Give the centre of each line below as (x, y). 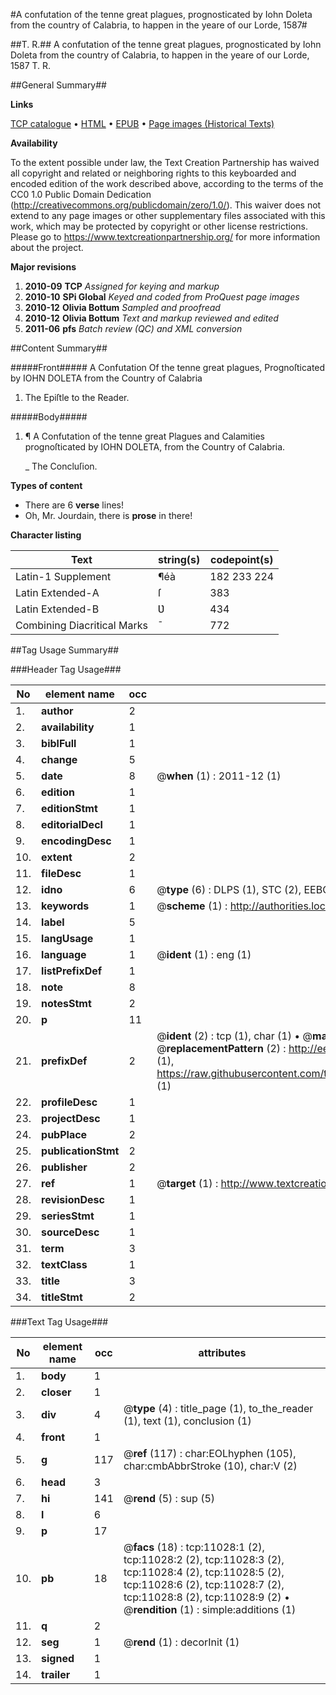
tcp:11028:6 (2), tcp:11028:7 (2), (204, 1584)
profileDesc (69, 1102)
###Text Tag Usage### (59, 1322)
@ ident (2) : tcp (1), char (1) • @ (234, 1036)
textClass (64, 1264)
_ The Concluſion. (61, 466)
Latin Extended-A (57, 592)
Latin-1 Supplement (63, 576)
